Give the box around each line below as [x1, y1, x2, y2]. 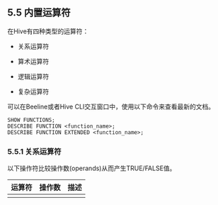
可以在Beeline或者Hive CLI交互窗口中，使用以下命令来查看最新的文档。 [7, 102, 215, 111]
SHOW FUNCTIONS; [7, 116, 55, 123]
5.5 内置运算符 [7, 6, 71, 19]
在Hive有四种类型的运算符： [7, 27, 89, 35]
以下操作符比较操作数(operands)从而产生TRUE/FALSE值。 [7, 164, 176, 172]
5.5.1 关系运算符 [7, 146, 62, 156]
